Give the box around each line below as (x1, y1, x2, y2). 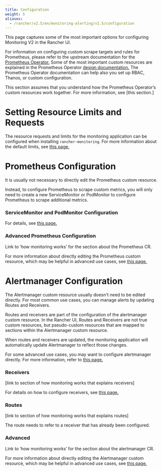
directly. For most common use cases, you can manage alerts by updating (5, 297, 154, 303)
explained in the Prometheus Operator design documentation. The (5, 65, 139, 71)
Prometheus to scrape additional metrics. (5, 197, 88, 203)
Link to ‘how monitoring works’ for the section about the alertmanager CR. (5, 446, 154, 451)
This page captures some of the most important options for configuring (5, 34, 149, 40)
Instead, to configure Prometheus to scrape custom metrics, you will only (5, 187, 153, 192)
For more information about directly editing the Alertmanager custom (5, 455, 144, 461)
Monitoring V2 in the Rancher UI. (5, 40, 71, 46)
